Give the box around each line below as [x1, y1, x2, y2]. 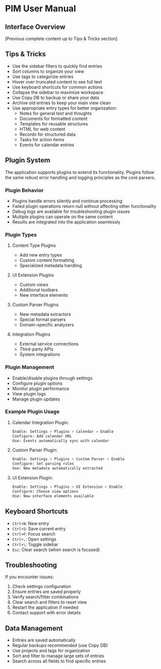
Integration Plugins [12, 331, 51, 337]
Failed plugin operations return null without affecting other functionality [12, 203, 157, 209]
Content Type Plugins [12, 242, 56, 248]
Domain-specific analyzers [19, 322, 75, 328]
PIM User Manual [5, 3, 76, 14]
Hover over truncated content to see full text [12, 79, 102, 84]
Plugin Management [5, 364, 54, 371]
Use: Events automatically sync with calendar [12, 438, 109, 443]
